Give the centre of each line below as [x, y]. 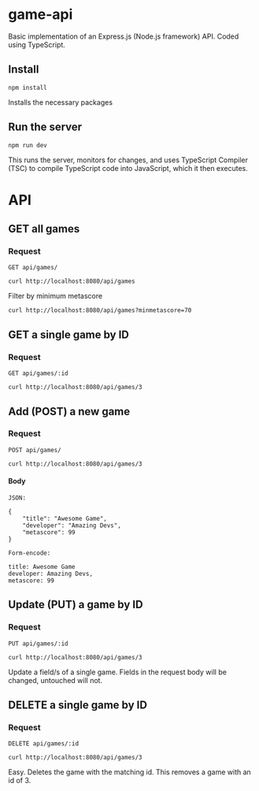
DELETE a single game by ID [78, 706]
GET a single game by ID [69, 334]
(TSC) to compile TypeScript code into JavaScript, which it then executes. [128, 168]
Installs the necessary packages [60, 102]
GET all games [44, 229]
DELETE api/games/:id [44, 744]
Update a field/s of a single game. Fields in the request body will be [117, 672]
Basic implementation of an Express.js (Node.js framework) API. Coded [124, 36]
